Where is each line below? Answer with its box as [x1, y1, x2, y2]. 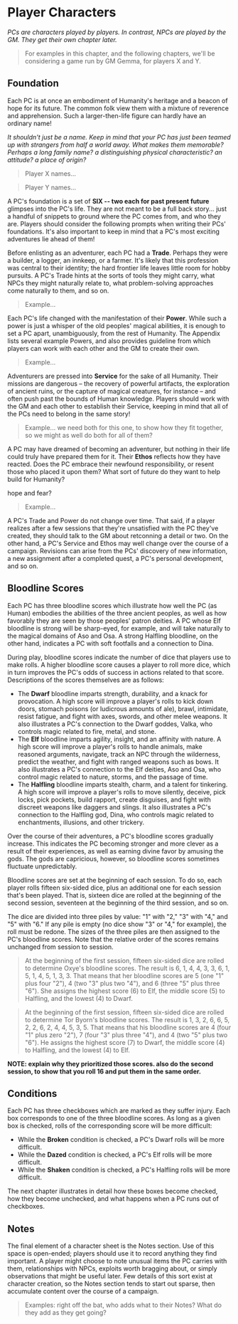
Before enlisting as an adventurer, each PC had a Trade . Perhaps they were [7, 248, 229, 257]
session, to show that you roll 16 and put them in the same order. [7, 1067, 201, 1076]
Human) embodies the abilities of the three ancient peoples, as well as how [7, 609, 227, 617]
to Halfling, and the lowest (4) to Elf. [24, 1046, 130, 1054]
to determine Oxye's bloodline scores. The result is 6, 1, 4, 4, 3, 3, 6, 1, [24, 964, 230, 972]
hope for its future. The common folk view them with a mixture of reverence [7, 104, 229, 112]
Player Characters [7, 4, 117, 21]
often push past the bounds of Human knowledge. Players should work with [7, 394, 229, 403]
